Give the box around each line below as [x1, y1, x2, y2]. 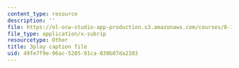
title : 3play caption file [7, 43, 87, 50]
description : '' [7, 17, 55, 24]
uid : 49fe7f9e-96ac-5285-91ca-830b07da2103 [7, 50, 139, 57]
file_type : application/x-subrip [7, 30, 107, 38]
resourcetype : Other [7, 37, 69, 44]
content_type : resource [7, 10, 78, 18]
